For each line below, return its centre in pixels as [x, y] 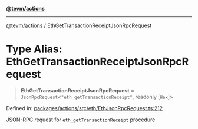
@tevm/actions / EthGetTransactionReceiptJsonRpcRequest [79, 25]
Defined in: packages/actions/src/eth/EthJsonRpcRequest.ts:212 [85, 108]
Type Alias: [34, 49]
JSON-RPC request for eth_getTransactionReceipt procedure [81, 120]
